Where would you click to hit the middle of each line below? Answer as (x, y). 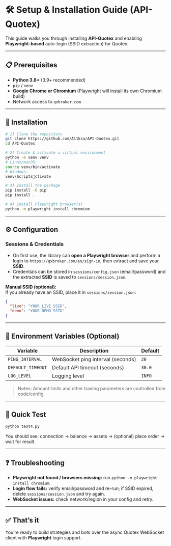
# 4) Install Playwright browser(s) (44, 204)
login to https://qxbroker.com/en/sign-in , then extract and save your (86, 261)
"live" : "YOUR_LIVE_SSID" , (38, 306)
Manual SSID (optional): (31, 287)
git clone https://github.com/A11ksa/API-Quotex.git (62, 139)
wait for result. (20, 442)
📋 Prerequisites (31, 65)
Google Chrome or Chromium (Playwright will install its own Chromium (87, 91)
